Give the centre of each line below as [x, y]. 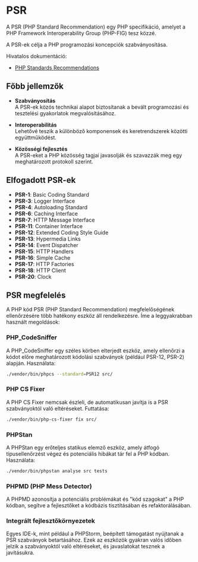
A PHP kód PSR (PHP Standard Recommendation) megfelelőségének [90, 310]
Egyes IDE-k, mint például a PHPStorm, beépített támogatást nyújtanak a [95, 534]
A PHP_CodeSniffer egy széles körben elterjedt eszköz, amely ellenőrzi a [95, 351]
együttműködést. [35, 137]
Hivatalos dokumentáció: [37, 56]
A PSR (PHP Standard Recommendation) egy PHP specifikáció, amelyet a [96, 27]
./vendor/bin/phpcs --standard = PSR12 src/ [59, 374]
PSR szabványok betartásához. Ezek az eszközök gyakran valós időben [94, 540]
